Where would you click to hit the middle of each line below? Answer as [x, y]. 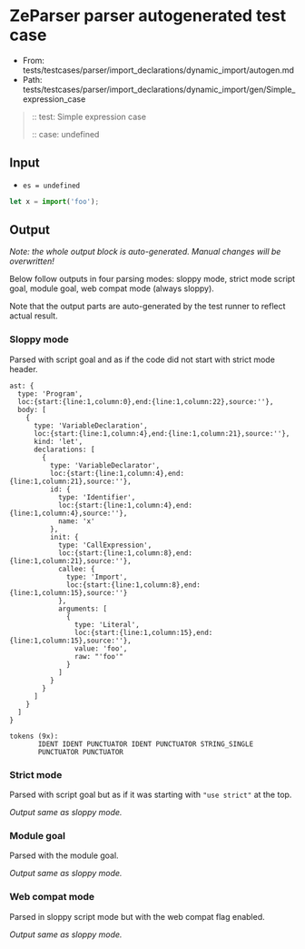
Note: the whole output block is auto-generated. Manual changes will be [145, 252]
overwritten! [32, 261]
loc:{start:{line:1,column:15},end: [143, 632]
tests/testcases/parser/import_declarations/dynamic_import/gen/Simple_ [159, 89]
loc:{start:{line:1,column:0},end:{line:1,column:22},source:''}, [146, 401]
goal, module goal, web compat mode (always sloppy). [112, 288]
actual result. [34, 316]
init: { [64, 537]
